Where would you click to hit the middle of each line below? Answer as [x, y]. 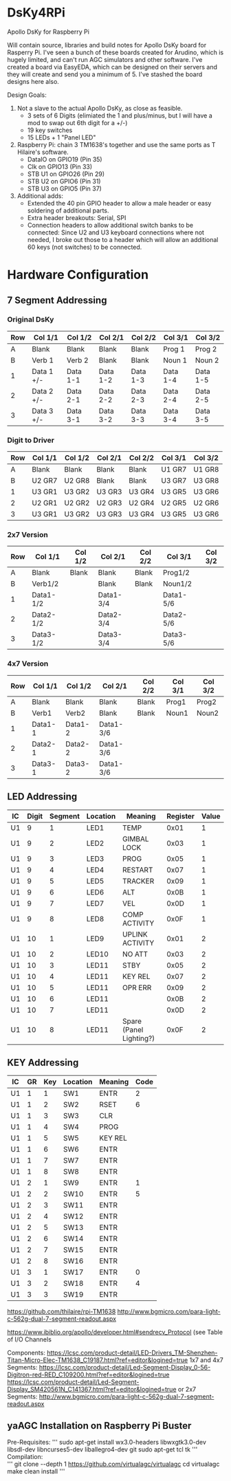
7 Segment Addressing [57, 300]
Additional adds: [40, 196]
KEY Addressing [43, 1063]
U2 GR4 [142, 503]
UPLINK [135, 934]
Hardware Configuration [78, 275]
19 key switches [50, 130]
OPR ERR [137, 987]
